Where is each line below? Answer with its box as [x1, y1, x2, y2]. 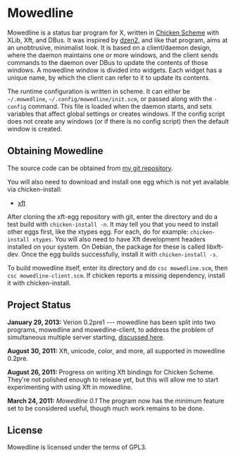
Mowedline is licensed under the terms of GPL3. [7, 443, 147, 451]
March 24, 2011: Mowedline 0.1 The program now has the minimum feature [7, 396, 225, 405]
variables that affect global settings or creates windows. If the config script [7, 109, 225, 118]
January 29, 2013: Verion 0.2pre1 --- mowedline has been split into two [7, 318, 216, 326]
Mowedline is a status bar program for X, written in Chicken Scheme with [7, 28, 220, 37]
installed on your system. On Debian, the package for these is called [7, 242, 206, 251]
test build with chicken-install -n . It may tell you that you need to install [7, 220, 218, 228]
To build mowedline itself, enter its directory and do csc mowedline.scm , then [7, 263, 228, 272]
